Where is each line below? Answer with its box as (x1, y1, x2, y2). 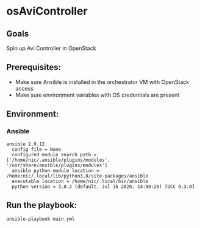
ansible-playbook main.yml (6, 216, 75, 223)
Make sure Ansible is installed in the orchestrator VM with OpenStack (15, 78, 190, 86)
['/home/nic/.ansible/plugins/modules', (6, 157, 111, 163)
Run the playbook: (6, 199, 77, 210)
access (15, 85, 34, 92)
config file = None (12, 146, 62, 153)
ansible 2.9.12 (6, 141, 45, 147)
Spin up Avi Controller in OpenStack (6, 44, 96, 52)
